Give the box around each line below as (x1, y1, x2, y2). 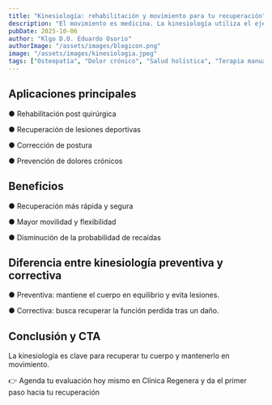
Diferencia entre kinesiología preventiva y (8, 256, 224, 269)
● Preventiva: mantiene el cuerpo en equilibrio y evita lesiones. (8, 290, 220, 300)
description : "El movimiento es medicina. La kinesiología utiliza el (8, 19, 252, 28)
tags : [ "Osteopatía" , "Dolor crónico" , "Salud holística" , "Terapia (8, 58, 244, 66)
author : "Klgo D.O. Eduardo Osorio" (8, 34, 132, 43)
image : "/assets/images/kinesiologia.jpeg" (8, 50, 158, 58)
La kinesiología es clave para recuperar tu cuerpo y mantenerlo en (8, 351, 230, 361)
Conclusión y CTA (8, 330, 101, 343)
